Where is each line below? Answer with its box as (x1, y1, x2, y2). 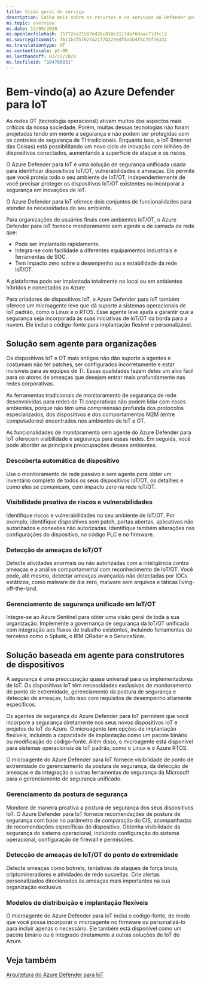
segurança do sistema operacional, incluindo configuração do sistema (6, 829, 179, 836)
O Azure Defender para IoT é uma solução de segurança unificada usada (6, 161, 187, 168)
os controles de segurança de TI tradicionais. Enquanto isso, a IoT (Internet (6, 136, 191, 144)
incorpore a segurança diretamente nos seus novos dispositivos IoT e (6, 719, 178, 726)
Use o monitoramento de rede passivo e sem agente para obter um (6, 470, 172, 477)
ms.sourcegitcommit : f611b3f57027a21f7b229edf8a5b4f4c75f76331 (6, 37, 167, 43)
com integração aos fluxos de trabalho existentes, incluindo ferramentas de (6, 626, 193, 633)
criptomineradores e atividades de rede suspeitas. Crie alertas (6, 871, 160, 878)
